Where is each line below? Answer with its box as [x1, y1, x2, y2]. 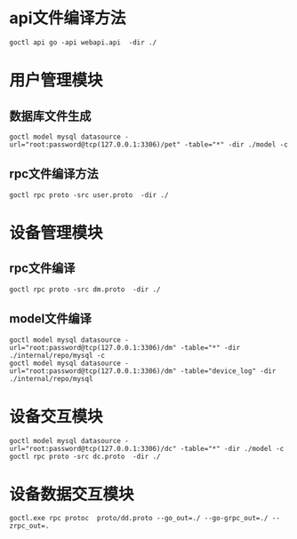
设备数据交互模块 [9, 484, 135, 504]
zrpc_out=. [9, 521, 50, 531]
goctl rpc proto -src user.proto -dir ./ [9, 190, 169, 200]
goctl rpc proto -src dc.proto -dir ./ [9, 452, 162, 461]
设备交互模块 [9, 406, 104, 426]
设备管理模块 [9, 223, 104, 242]
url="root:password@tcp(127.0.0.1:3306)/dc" [9, 444, 177, 453]
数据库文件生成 [9, 108, 92, 123]
